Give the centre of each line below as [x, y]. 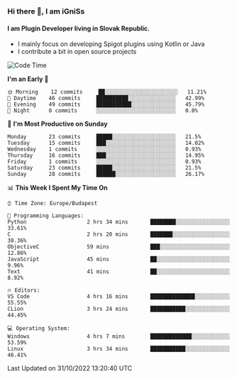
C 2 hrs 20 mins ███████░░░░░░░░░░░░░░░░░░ [119, 235]
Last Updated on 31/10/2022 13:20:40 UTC [70, 368]
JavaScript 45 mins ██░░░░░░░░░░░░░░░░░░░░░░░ [119, 259]
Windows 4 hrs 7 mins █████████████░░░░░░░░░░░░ [119, 336]
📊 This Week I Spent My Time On [57, 188]
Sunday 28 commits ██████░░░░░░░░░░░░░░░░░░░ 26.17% [106, 174]
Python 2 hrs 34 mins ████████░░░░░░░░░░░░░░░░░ [119, 222]
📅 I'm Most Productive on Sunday [57, 124]
